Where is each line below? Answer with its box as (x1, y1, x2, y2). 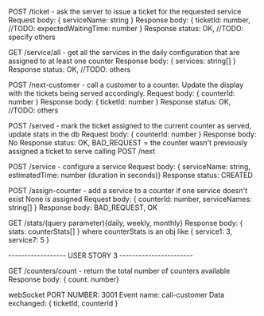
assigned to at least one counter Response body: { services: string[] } (8, 56, 236, 65)
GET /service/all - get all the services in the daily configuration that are (8, 48, 240, 57)
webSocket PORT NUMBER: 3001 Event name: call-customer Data (8, 290, 225, 299)
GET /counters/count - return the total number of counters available (8, 267, 231, 275)
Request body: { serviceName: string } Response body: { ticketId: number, (8, 15, 250, 25)
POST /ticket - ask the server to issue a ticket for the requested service (8, 7, 242, 16)
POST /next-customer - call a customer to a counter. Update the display (8, 80, 244, 89)
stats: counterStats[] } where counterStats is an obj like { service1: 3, (8, 227, 233, 236)
